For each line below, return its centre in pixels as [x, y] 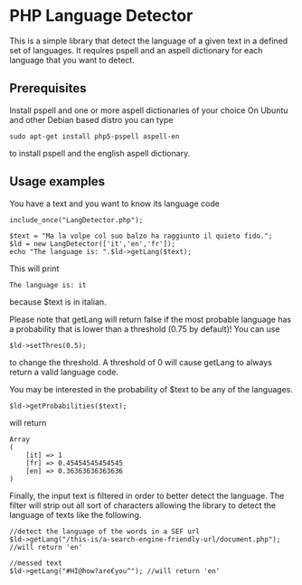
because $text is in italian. [58, 302]
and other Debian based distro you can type [91, 119]
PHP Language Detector [101, 16]
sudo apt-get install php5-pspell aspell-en [94, 137]
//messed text [36, 563]
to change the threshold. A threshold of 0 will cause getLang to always [141, 362]
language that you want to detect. [72, 60]
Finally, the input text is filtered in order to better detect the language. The [147, 495]
